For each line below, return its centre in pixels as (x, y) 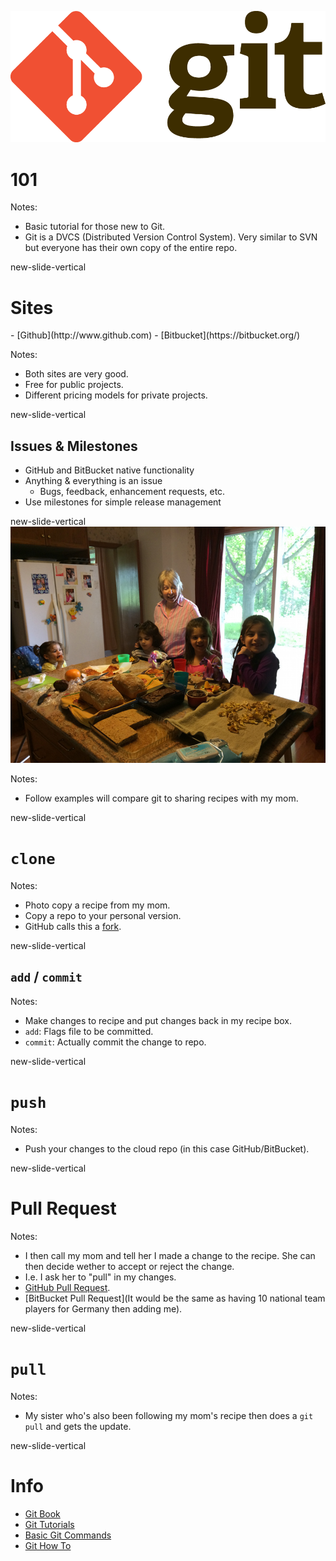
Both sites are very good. (76, 374)
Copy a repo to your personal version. (103, 916)
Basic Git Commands (68, 1535)
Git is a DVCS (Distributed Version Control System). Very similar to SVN (171, 237)
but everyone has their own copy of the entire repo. (131, 248)
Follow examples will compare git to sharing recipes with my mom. (161, 798)
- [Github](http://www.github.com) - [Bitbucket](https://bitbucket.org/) (155, 335)
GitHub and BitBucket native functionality (109, 470)
